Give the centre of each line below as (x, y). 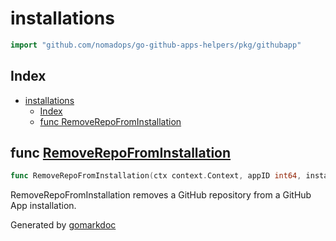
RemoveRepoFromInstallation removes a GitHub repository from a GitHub (161, 195)
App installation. (43, 206)
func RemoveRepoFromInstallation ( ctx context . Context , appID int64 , (156, 176)
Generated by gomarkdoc (63, 225)
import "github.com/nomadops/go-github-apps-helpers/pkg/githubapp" (156, 45)
